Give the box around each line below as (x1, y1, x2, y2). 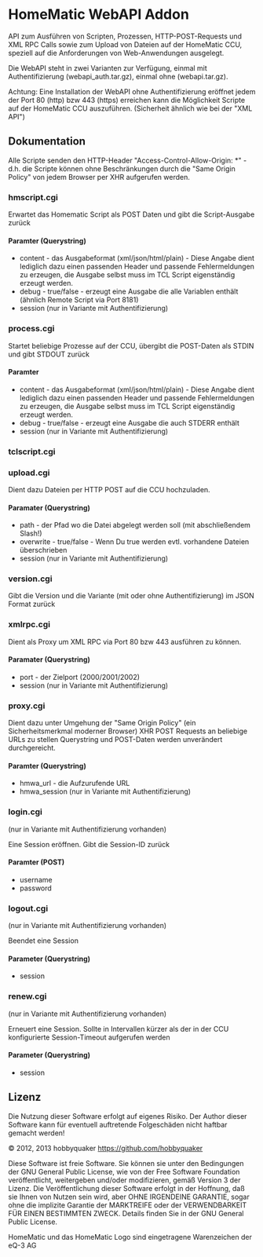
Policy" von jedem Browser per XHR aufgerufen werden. (8, 172, 190, 181)
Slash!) (19, 528, 42, 539)
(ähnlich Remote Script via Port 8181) (19, 295, 139, 305)
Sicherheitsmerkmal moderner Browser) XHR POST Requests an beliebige (8, 726, 248, 736)
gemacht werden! (8, 1128, 65, 1138)
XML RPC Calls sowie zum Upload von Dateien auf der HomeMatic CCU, (8, 39, 243, 49)
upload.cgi (8, 467, 50, 478)
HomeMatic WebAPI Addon (8, 5, 190, 24)
